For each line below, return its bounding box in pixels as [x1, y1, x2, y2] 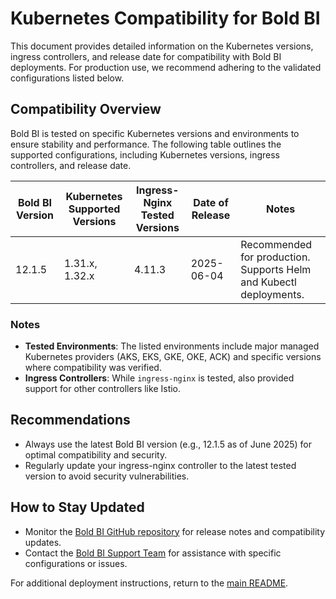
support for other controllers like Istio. [24, 383, 182, 395]
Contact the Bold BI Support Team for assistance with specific [24, 547, 282, 559]
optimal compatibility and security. [24, 448, 168, 461]
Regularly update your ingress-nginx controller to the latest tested [24, 459, 297, 471]
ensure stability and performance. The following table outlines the [10, 138, 282, 150]
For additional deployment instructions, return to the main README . [10, 577, 289, 589]
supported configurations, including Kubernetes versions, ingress [10, 148, 280, 161]
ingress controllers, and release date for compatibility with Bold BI [10, 50, 282, 62]
